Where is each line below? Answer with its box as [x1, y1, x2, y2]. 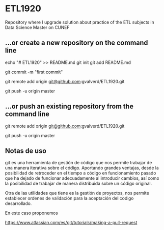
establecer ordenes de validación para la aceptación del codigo [5, 195, 134, 201]
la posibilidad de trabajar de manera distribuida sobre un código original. [5, 180, 152, 187]
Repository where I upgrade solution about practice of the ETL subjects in [5, 19, 155, 25]
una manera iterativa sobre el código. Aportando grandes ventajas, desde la [5, 165, 159, 171]
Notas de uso [5, 146, 47, 155]
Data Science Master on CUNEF [5, 24, 70, 30]
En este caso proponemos [5, 210, 58, 216]
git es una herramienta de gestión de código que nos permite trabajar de [5, 160, 152, 166]
